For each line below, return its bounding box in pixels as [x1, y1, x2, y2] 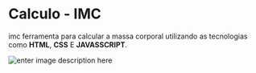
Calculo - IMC [8, 5, 102, 23]
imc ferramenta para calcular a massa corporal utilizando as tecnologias [8, 31, 248, 41]
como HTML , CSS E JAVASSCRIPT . [8, 39, 127, 49]
